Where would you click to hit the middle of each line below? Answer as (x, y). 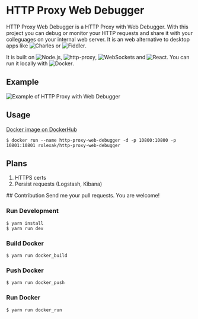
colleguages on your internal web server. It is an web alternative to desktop (98, 39)
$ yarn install (25, 223)
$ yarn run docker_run (34, 310)
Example (23, 82)
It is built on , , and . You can (98, 57)
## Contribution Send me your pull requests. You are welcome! (83, 196)
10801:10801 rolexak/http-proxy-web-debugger (63, 145)
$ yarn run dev (25, 228)
